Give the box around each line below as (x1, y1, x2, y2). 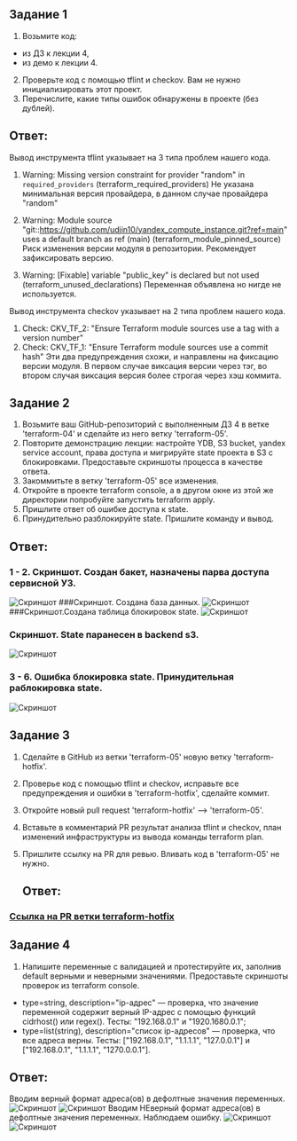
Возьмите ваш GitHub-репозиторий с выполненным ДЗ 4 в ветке (21, 419, 270, 429)
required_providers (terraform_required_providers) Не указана (21, 178, 254, 189)
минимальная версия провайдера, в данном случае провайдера (21, 188, 269, 199)
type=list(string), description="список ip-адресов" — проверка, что (21, 1025, 276, 1036)
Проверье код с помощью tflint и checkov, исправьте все (21, 778, 239, 789)
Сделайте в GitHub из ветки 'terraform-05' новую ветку (21, 751, 232, 762)
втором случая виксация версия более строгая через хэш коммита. (21, 370, 282, 381)
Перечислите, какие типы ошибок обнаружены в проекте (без (21, 93, 259, 104)
